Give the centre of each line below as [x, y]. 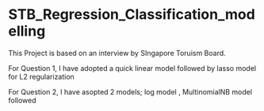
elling [27, 31]
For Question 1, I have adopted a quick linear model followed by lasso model [132, 68]
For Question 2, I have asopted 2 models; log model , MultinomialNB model [130, 91]
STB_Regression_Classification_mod [132, 15]
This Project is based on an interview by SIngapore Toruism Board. [117, 53]
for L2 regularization [42, 76]
